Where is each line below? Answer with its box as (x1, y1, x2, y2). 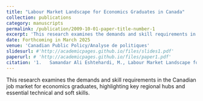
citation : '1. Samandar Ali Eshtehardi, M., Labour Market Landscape (6, 59, 190, 65)
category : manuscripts (6, 20, 63, 26)
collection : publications (6, 15, 71, 21)
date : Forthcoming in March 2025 (6, 37, 91, 43)
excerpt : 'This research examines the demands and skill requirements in (6, 31, 196, 37)
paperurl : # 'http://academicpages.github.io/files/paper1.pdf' (6, 54, 172, 60)
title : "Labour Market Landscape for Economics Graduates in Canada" (6, 8, 185, 15)
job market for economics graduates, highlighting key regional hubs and (6, 82, 185, 90)
